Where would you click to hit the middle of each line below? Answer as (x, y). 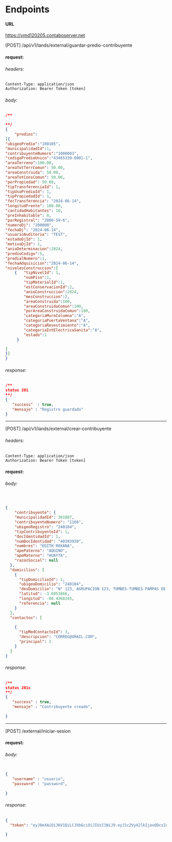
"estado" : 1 (35, 335)
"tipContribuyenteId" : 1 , (42, 532)
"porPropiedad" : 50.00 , (31, 182)
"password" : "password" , (40, 784)
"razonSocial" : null (36, 560)
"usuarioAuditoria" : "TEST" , (36, 235)
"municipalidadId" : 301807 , (44, 517)
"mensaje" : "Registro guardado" (48, 409)
